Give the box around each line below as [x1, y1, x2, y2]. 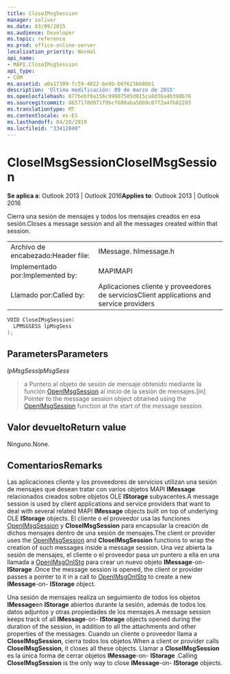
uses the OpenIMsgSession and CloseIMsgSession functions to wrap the [7, 536, 215, 544]
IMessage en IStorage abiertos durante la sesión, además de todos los [7, 601, 206, 609]
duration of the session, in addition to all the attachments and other [7, 623, 196, 631]
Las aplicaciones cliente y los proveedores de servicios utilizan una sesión [7, 478, 217, 486]
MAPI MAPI [98, 266, 133, 276]
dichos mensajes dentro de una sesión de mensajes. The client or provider [7, 529, 216, 537]
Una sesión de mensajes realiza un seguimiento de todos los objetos [7, 593, 201, 601]
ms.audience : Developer [7, 29, 75, 36]
